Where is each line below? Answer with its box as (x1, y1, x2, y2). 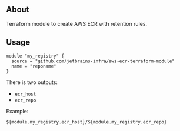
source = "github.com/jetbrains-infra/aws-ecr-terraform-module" (11, 58, 175, 64)
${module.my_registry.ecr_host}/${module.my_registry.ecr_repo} (6, 119, 167, 125)
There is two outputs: (6, 79, 58, 86)
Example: (6, 108, 29, 115)
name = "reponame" (11, 63, 57, 69)
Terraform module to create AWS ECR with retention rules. (6, 20, 148, 27)
